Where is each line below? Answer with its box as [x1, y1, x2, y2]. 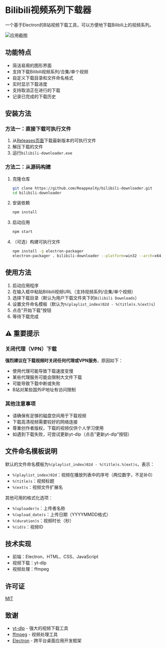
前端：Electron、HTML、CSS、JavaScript [12, 554, 99, 560]
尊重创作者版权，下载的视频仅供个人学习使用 [12, 425, 104, 431]
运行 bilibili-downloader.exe [12, 150, 73, 156]
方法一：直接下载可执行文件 [5, 125, 71, 132]
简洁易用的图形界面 [12, 62, 52, 68]
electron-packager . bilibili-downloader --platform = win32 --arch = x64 [12, 253, 162, 258]
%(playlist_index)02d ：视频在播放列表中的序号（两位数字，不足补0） [12, 471, 155, 477]
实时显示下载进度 [12, 81, 48, 87]
